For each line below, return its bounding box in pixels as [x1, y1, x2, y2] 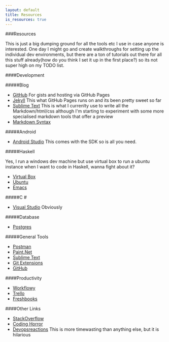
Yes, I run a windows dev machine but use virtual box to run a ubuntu [5, 158, 150, 164]
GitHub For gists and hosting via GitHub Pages [12, 92, 110, 98]
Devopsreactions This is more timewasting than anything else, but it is [12, 326, 159, 332]
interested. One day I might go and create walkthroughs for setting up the [5, 46, 159, 52]
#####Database [5, 214, 40, 220]
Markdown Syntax [12, 119, 51, 125]
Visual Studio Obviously [12, 204, 62, 210]
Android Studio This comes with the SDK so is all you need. [12, 138, 137, 145]
